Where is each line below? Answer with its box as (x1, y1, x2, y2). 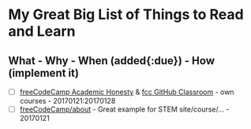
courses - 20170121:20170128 (19, 97, 116, 106)
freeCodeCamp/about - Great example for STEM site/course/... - (19, 104, 230, 114)
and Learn (8, 22, 77, 40)
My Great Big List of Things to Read (8, 6, 244, 24)
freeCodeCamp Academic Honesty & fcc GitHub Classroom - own (19, 87, 234, 97)
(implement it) (8, 66, 79, 80)
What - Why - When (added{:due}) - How (8, 54, 215, 67)
